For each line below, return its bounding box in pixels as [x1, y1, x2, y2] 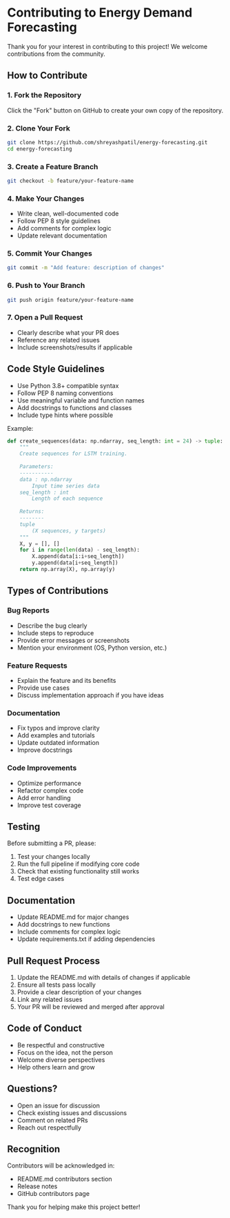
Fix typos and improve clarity [17, 724, 100, 733]
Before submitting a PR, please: [7, 839, 96, 847]
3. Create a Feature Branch [7, 162, 98, 171]
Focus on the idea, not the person [17, 1048, 114, 1056]
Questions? [7, 1083, 58, 1095]
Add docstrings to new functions [17, 920, 110, 929]
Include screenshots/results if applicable [17, 343, 133, 351]
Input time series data [32, 482, 100, 490]
